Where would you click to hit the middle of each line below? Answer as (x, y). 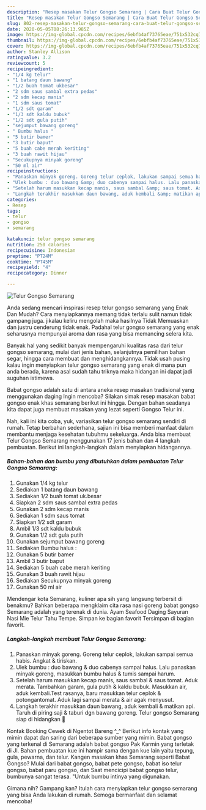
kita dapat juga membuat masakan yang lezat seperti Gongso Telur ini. (96, 409)
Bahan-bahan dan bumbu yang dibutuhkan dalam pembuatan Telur (95, 461)
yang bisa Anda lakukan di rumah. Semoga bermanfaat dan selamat (92, 795)
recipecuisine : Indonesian (41, 250)
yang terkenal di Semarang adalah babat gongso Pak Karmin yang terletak (101, 744)
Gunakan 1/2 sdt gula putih (50, 535)
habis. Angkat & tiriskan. (46, 660)
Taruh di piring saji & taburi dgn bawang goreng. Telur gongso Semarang (107, 712)
